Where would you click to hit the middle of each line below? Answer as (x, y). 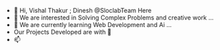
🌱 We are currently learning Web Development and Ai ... (92, 25)
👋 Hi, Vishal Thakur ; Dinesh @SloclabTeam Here (82, 10)
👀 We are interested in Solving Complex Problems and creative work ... (114, 18)
